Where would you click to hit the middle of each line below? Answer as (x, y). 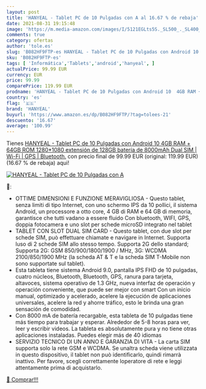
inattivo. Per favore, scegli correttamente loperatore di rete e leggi (98, 361)
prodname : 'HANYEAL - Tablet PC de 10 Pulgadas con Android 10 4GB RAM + (104, 92)
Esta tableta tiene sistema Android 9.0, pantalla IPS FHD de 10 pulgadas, (106, 270)
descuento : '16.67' (31, 120)
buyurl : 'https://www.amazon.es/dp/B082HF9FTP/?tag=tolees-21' (89, 115)
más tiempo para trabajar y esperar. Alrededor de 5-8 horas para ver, (102, 322)
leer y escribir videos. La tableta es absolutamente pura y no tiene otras (106, 329)
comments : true (26, 35)
